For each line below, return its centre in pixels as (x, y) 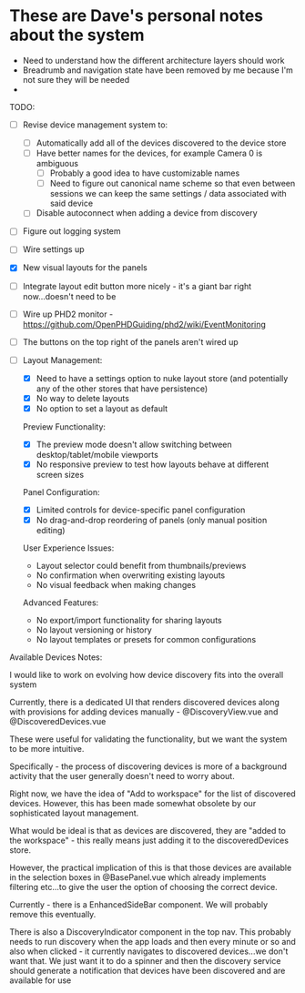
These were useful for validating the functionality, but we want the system (148, 739)
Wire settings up (53, 249)
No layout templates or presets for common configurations (146, 640)
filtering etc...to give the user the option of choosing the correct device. (143, 887)
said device (71, 203)
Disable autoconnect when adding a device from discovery (147, 213)
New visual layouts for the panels (85, 268)
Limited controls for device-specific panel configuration (141, 510)
